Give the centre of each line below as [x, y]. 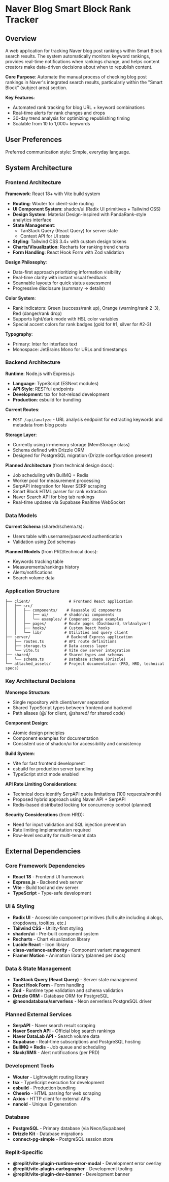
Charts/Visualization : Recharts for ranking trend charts [71, 247]
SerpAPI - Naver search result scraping [54, 1026]
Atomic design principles [39, 733]
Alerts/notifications [32, 572]
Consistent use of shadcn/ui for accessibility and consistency [77, 743]
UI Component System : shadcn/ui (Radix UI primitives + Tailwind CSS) [87, 209]
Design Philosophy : [26, 262]
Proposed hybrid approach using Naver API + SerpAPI [69, 799]
